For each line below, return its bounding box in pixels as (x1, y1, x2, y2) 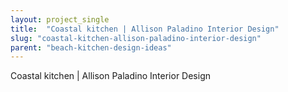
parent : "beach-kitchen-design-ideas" (10, 42, 172, 53)
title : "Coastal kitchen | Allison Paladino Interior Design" (10, 24, 280, 34)
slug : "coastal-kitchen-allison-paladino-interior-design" (10, 33, 262, 43)
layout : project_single (10, 14, 110, 25)
